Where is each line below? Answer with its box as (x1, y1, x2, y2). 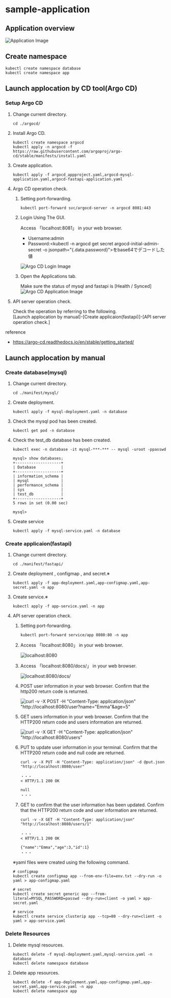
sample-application (5, 4, 90, 15)
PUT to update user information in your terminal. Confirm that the (20, 745, 158, 751)
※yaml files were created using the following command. (12, 860, 130, 866)
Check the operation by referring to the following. (12, 308, 117, 314)
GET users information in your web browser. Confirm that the (20, 714, 149, 720)
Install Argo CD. (12, 130, 46, 136)
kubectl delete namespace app (12, 988, 78, 993)
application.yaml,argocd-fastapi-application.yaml (12, 176, 123, 182)
